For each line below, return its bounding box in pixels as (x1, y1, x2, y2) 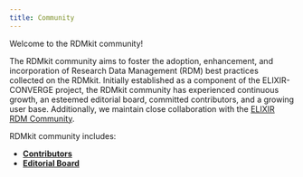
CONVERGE (9, 84, 54, 95)
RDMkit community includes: (9, 130, 117, 141)
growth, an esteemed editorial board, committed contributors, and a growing (9, 94, 295, 105)
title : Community (9, 13, 75, 23)
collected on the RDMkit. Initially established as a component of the (9, 74, 260, 86)
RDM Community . (9, 113, 75, 124)
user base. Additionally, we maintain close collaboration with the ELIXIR (9, 103, 276, 114)
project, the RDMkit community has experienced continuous (55, 84, 279, 95)
